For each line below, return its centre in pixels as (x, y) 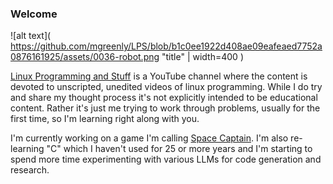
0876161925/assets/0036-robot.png (85, 57)
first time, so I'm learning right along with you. (105, 119)
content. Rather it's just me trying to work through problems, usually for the (165, 108)
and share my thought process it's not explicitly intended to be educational (164, 98)
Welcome (34, 14)
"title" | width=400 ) (202, 57)
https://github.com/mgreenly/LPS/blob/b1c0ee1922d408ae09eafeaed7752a (166, 46)
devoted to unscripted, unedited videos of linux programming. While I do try (166, 87)
